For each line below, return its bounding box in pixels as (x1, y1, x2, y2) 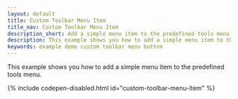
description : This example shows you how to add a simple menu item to (7, 37, 223, 44)
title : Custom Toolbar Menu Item (7, 17, 106, 24)
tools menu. (7, 70, 42, 78)
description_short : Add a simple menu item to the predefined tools (7, 30, 214, 37)
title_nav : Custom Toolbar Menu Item (7, 23, 119, 30)
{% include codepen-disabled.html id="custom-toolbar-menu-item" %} (7, 84, 216, 92)
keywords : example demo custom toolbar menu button (7, 43, 163, 50)
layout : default (7, 10, 55, 18)
